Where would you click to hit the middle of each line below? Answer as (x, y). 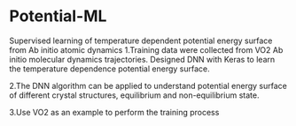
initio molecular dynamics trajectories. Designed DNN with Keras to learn (142, 59)
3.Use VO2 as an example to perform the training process (114, 112)
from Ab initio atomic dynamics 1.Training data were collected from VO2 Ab (146, 49)
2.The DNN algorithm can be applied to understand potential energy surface (148, 85)
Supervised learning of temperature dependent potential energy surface (141, 41)
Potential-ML (58, 16)
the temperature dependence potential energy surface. (109, 69)
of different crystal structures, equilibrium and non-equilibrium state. (134, 95)
